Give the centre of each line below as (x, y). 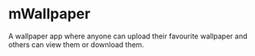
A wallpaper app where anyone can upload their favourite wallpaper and (128, 36)
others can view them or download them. (76, 44)
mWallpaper (49, 14)
